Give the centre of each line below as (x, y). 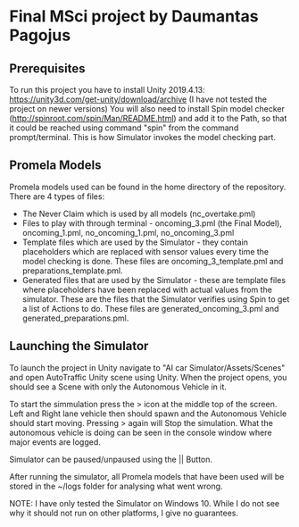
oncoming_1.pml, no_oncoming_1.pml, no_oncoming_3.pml (128, 232)
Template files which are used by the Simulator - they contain (135, 242)
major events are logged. (55, 442)
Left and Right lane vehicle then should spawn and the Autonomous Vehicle (148, 414)
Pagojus (40, 35)
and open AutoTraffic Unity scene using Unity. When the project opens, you (148, 377)
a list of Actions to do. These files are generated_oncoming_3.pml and (150, 308)
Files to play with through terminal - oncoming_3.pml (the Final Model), (152, 223)
